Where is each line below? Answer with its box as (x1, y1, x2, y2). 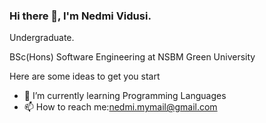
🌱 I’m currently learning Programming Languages (23, 90, 227, 102)
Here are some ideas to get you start (9, 70, 161, 83)
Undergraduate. (9, 32, 75, 44)
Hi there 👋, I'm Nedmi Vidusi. (9, 9, 152, 23)
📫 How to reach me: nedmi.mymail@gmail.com (23, 101, 218, 113)
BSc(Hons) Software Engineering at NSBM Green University (9, 51, 256, 63)
